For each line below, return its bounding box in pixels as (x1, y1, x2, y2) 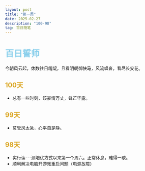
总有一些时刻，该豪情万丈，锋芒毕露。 (12, 95, 90, 101)
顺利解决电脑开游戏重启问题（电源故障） (12, 161, 94, 167)
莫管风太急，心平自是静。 (12, 125, 64, 131)
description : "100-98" (5, 21, 52, 26)
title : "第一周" (5, 12, 36, 17)
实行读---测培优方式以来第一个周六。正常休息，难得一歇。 (12, 154, 131, 160)
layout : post (5, 7, 32, 12)
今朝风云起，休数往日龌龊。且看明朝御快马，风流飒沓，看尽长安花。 (5, 65, 143, 71)
